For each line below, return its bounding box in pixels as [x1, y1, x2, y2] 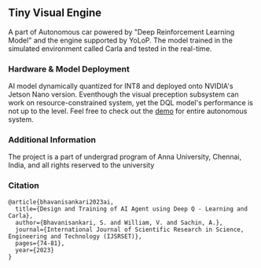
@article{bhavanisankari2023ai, [8, 198, 114, 206]
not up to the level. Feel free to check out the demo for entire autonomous [8, 106, 248, 116]
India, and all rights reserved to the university [8, 160, 155, 170]
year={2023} [15, 246, 55, 254]
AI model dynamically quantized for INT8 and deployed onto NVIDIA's [8, 82, 233, 91]
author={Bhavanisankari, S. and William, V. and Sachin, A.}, [15, 218, 223, 226]
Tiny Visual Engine [8, 6, 102, 20]
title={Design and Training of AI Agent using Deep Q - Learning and [15, 204, 248, 213]
